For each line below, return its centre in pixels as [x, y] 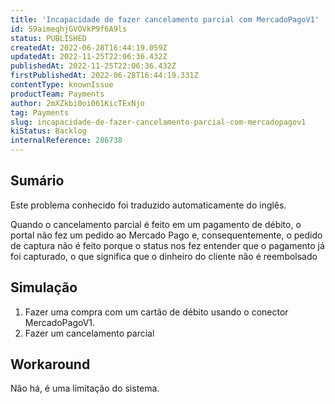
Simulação [44, 287]
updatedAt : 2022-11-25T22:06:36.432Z [89, 57]
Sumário [37, 181]
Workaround [50, 364]
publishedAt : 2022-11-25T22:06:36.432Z [93, 66]
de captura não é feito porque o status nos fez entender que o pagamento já [167, 245]
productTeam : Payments [57, 94]
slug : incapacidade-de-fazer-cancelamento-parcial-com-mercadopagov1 [158, 122]
